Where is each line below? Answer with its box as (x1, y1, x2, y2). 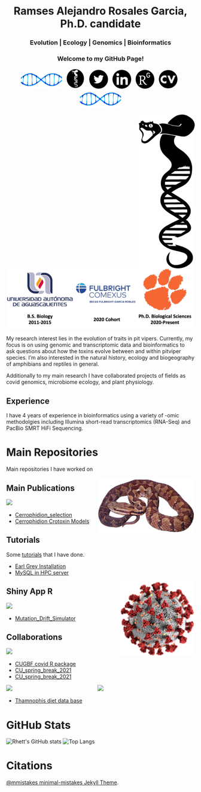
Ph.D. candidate (60, 17, 141, 31)
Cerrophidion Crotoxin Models (14, 518, 90, 525)
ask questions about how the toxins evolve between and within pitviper (6, 348, 181, 355)
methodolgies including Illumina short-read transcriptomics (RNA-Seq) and (6, 419, 191, 426)
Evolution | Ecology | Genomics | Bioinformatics (29, 38, 172, 47)
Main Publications (6, 483, 75, 493)
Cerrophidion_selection (14, 511, 73, 518)
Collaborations (6, 632, 63, 642)
